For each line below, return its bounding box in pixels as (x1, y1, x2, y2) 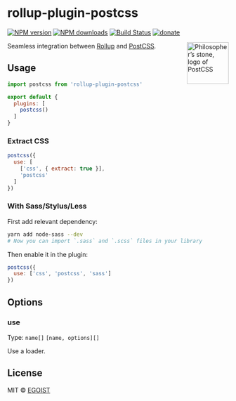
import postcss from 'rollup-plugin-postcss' (7, 81, 143, 88)
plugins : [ (13, 100, 46, 107)
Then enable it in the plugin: (7, 250, 88, 258)
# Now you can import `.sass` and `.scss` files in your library (7, 237, 202, 244)
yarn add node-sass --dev (7, 230, 83, 238)
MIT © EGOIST (7, 386, 51, 394)
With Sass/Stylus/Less (7, 202, 87, 211)
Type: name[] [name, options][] (7, 333, 100, 341)
